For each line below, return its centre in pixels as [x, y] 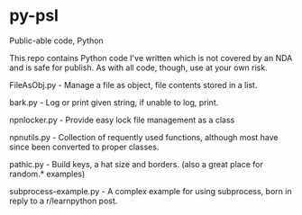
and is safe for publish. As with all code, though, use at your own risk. [138, 67]
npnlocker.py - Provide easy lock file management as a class [122, 120]
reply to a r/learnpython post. [64, 201]
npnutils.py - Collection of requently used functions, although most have [144, 137]
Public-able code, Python [56, 40]
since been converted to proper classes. [84, 147]
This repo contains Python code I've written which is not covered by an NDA [151, 58]
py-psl [34, 16]
